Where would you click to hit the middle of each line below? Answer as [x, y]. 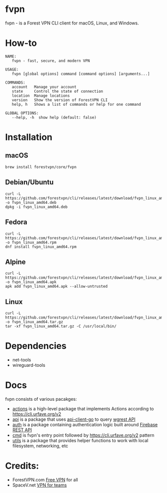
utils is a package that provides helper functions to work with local [80, 440]
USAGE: [12, 69]
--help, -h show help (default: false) [54, 117]
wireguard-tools [29, 365]
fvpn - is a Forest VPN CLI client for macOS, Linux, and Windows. [72, 23]
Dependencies [36, 346]
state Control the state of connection [57, 91]
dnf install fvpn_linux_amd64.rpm [41, 247]
